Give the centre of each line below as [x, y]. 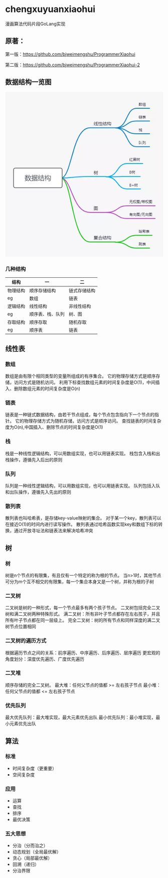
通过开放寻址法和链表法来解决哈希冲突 [53, 531]
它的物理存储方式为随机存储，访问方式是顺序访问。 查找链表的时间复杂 [88, 421]
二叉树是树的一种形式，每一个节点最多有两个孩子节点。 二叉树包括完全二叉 [83, 608]
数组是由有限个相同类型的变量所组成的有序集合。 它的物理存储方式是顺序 [80, 376]
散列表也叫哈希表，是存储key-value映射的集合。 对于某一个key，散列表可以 [83, 518]
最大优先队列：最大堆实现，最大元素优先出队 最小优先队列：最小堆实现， [80, 718]
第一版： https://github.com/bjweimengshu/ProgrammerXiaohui [70, 54]
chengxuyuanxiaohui [50, 9]
